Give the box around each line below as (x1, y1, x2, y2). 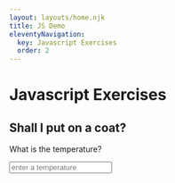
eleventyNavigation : (9, 29, 86, 38)
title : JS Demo (9, 21, 66, 30)
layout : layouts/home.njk (9, 12, 105, 22)
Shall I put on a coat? (9, 120, 127, 135)
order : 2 (17, 46, 50, 55)
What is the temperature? (9, 144, 102, 154)
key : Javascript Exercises (17, 37, 117, 47)
